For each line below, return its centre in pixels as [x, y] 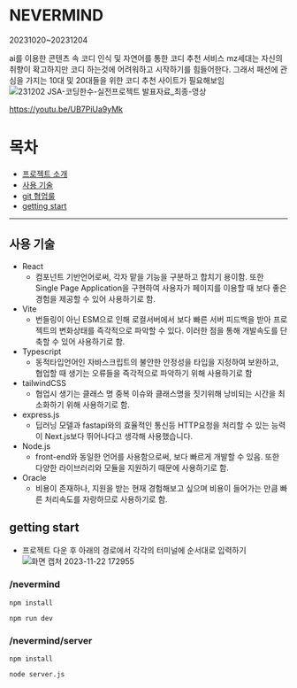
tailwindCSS [44, 383]
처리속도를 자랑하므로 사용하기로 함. [106, 499]
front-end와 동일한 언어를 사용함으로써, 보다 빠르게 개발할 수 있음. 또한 [157, 456]
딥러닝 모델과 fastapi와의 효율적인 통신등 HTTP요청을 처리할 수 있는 [152, 425]
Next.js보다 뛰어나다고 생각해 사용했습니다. [119, 436]
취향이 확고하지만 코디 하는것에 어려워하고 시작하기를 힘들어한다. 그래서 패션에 [144, 69]
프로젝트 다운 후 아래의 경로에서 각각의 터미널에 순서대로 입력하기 [134, 550]
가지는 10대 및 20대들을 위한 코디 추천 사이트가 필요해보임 [125, 80]
